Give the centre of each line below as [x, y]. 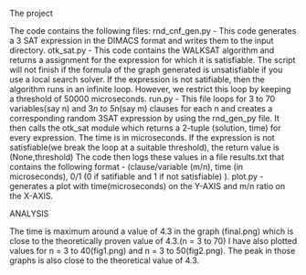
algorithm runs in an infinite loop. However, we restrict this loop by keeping [150, 89]
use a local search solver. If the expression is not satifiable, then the [137, 79]
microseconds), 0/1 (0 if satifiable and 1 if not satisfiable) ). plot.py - [137, 176]
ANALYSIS [29, 213]
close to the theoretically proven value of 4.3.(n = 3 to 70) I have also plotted [153, 241]
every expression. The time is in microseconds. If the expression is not [142, 137]
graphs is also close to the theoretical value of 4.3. [105, 260]
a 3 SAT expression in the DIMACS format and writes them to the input [142, 41]
